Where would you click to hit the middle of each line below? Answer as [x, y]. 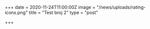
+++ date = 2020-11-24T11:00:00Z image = [50, 7]
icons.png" [16, 12]
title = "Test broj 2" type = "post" [64, 12]
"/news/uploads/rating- [121, 7]
